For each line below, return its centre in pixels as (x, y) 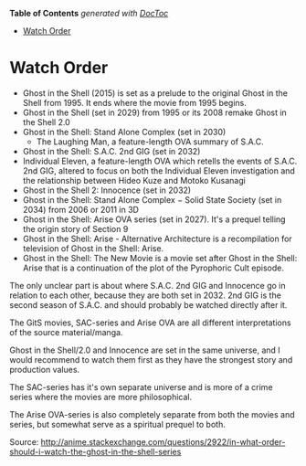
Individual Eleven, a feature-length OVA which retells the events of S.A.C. (160, 161)
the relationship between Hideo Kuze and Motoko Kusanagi (134, 180)
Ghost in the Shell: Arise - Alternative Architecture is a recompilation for (157, 238)
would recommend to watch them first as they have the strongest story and (151, 359)
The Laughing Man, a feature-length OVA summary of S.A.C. (150, 142)
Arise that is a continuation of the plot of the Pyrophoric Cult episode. (153, 268)
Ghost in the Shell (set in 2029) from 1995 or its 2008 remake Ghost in (155, 112)
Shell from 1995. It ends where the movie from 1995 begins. (134, 102)
